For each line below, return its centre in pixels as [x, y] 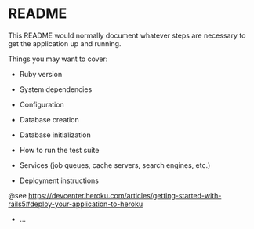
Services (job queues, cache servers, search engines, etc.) [115, 165]
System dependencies [56, 89]
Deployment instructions [59, 180]
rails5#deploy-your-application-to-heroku [76, 204]
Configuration [42, 104]
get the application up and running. [65, 43]
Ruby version [41, 74]
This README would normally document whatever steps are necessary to [127, 35]
